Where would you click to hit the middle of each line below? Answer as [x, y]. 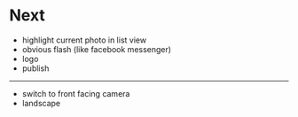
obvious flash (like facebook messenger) [96, 49]
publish [35, 68]
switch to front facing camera [76, 93]
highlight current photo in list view [84, 40]
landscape [41, 103]
